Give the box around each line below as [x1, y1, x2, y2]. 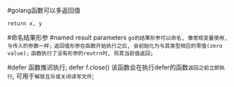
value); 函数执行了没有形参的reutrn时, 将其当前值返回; [7, 50, 154, 57]
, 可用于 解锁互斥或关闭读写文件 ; [12, 72, 94, 80]
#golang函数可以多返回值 [7, 6, 81, 14]
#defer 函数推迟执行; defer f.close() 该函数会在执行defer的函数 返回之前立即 [7, 63, 220, 72]
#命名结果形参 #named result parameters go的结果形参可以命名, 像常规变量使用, [7, 34, 228, 41]
